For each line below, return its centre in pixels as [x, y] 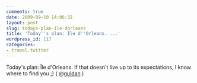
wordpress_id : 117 [29, 39]
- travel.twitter [28, 50]
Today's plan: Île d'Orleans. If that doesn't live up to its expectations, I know [99, 67]
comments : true [25, 12]
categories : [21, 45]
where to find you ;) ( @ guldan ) [45, 73]
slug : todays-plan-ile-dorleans [46, 28]
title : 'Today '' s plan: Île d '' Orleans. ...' [63, 34]
